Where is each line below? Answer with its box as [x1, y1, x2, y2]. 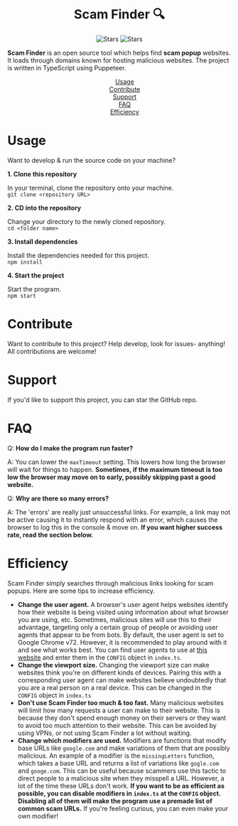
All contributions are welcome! [7, 347, 97, 355]
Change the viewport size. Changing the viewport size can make [17, 660, 210, 669]
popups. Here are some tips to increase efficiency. [7, 586, 155, 595]
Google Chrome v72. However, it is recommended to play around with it [17, 638, 227, 646]
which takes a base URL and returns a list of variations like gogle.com [17, 758, 220, 767]
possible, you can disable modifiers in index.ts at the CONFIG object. [17, 789, 222, 798]
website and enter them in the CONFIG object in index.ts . [17, 653, 183, 662]
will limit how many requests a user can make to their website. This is [17, 706, 220, 714]
